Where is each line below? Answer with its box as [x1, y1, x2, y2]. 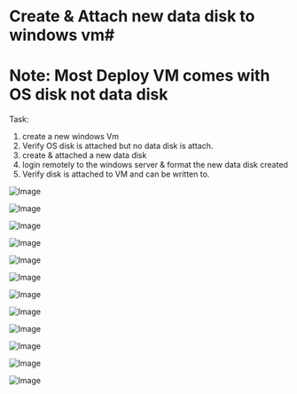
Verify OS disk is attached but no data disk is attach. [21, 140, 214, 152]
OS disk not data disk [9, 84, 168, 105]
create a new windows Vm [21, 131, 120, 142]
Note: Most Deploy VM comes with [9, 66, 270, 86]
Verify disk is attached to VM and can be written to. [21, 169, 210, 179]
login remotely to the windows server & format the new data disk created [21, 160, 288, 170]
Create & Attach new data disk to [9, 6, 255, 27]
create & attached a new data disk [21, 150, 147, 161]
